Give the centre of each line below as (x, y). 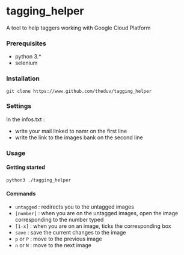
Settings (19, 106)
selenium (26, 63)
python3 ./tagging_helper (38, 180)
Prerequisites (26, 43)
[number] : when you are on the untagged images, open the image (97, 213)
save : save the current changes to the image (70, 233)
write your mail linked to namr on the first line (71, 131)
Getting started (26, 168)
